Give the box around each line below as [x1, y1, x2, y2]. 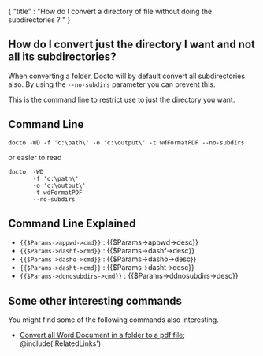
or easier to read [8, 152, 62, 162]
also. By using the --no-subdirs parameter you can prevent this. [8, 79, 216, 89]
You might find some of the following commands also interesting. [8, 315, 219, 324]
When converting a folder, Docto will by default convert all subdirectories [8, 71, 246, 81]
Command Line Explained [8, 217, 136, 230]
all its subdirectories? [8, 51, 117, 64]
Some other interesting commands [8, 294, 183, 307]
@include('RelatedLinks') [19, 339, 102, 348]
